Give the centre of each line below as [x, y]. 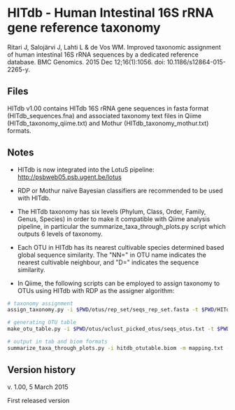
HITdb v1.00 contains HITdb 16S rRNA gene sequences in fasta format [108, 108]
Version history [42, 370]
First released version [38, 400]
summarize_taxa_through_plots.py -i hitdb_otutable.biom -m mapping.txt [115, 348]
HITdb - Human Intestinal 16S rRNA [111, 13]
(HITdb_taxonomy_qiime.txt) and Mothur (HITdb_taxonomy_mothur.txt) [108, 123]
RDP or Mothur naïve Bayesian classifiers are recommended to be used [120, 190]
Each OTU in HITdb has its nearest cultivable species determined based [121, 247]
